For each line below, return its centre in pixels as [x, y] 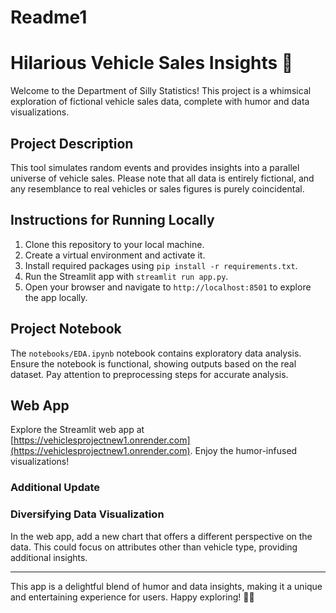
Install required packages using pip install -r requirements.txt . [161, 265]
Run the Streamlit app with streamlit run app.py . [126, 276]
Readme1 [49, 17]
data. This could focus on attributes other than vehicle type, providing [154, 547]
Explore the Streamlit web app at [77, 430]
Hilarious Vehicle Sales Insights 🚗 [152, 63]
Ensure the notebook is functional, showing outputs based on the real [153, 363]
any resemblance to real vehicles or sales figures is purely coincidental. [157, 188]
